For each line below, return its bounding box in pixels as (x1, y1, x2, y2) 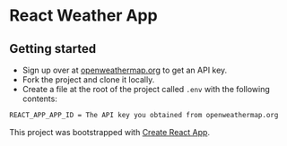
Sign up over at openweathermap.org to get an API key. (22, 64, 228, 75)
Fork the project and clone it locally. (22, 74, 155, 85)
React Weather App (9, 5, 159, 26)
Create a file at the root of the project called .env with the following (22, 84, 271, 94)
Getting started (9, 41, 97, 56)
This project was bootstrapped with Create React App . (9, 126, 211, 137)
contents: (22, 93, 58, 104)
